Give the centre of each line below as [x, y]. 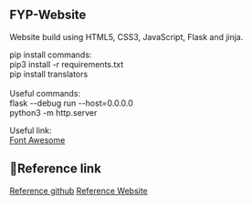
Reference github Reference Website [79, 190]
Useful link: [31, 130]
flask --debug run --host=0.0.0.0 [72, 103]
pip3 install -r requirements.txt [67, 64]
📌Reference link [56, 169]
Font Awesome [37, 139]
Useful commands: [45, 93]
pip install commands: [51, 55]
